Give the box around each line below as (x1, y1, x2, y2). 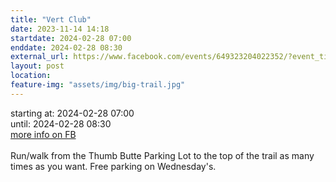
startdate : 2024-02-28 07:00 (10, 33, 132, 43)
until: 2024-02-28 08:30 (10, 117, 112, 130)
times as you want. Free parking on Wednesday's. (10, 160, 217, 172)
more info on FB (10, 128, 77, 140)
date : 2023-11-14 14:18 (10, 24, 110, 34)
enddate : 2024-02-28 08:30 (10, 42, 123, 53)
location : (10, 71, 52, 81)
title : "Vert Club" (10, 14, 92, 25)
